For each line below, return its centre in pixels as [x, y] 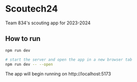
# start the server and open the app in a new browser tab [69, 59]
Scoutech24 [32, 9]
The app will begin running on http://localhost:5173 [58, 74]
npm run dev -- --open [29, 64]
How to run [23, 39]
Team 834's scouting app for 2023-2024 [48, 23]
